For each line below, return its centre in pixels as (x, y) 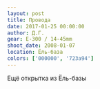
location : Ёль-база (35, 52)
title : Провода (29, 20)
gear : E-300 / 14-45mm (40, 39)
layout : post (26, 13)
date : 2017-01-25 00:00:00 (46, 26)
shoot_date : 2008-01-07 (41, 46)
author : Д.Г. (26, 33)
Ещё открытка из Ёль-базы (47, 78)
